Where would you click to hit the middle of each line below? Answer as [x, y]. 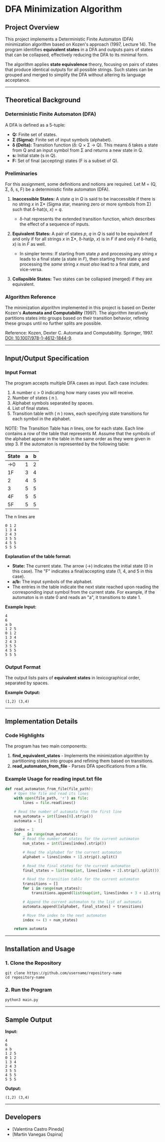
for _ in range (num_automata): [46, 834]
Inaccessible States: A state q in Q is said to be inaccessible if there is [84, 199]
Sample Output [29, 1020]
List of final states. [31, 408]
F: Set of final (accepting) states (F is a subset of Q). [65, 161]
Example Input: [21, 606]
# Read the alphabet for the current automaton [72, 852]
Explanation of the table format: [38, 556]
